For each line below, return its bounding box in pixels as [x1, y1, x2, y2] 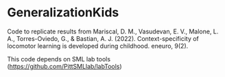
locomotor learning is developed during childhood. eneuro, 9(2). [7, 42, 189, 50]
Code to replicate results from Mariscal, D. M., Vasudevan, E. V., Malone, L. [7, 27, 219, 35]
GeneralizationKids [7, 5, 119, 20]
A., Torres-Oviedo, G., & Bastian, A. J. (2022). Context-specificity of [7, 34, 199, 42]
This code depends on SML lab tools [7, 55, 111, 63]
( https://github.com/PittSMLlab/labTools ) [7, 62, 122, 70]
